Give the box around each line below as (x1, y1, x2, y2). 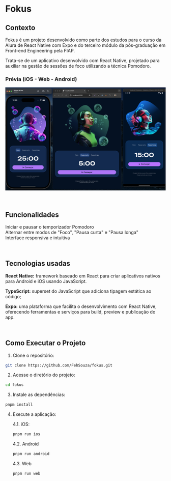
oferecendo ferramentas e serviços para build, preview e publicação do (5, 308, 156, 315)
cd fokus (5, 382, 24, 387)
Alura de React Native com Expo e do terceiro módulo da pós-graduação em (5, 42, 166, 48)
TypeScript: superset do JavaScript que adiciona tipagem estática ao (5, 288, 152, 294)
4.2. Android (12, 441, 39, 447)
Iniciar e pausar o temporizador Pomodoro (5, 223, 94, 230)
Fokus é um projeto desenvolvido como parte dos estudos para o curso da (5, 37, 162, 43)
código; (5, 293, 21, 299)
